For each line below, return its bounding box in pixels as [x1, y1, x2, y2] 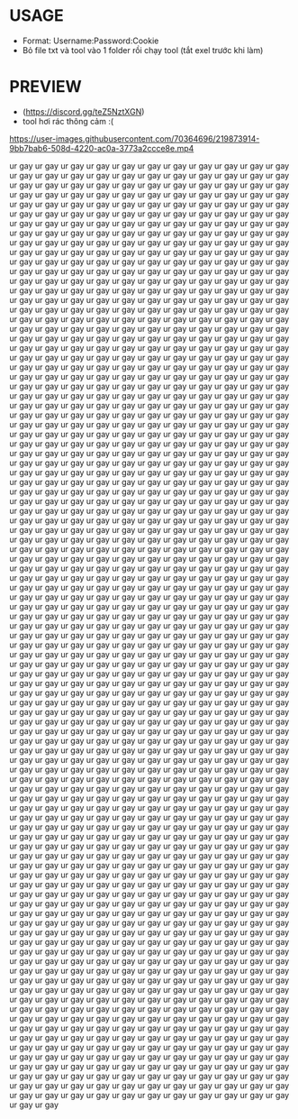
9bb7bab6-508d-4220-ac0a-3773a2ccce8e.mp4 [9, 142, 194, 153]
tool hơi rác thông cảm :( [22, 115, 114, 126]
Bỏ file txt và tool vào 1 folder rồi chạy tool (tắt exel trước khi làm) [22, 44, 264, 55]
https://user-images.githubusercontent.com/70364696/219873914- [9, 133, 260, 144]
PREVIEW [9, 77, 83, 97]
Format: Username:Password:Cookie [22, 35, 159, 46]
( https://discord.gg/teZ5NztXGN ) [22, 105, 145, 117]
